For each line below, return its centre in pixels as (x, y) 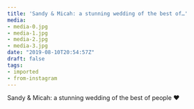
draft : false (26, 59)
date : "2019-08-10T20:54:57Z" (51, 53)
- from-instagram (32, 78)
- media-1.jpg (28, 33)
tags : (15, 65)
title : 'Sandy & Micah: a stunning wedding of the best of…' (98, 14)
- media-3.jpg (28, 46)
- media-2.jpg (28, 40)
